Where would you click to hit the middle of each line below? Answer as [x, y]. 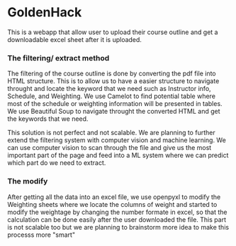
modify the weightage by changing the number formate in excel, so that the [117, 212]
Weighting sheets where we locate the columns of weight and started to [112, 204]
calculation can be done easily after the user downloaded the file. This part [117, 219]
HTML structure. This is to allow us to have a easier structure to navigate [113, 81]
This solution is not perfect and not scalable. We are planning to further [111, 133]
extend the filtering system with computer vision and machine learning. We [117, 140]
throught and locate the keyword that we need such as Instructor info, [109, 89]
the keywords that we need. [48, 119]
